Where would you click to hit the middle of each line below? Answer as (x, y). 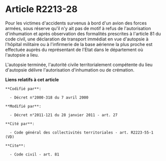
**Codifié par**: (23, 88)
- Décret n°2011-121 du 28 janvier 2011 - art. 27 (64, 115)
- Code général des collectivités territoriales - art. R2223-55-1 (82, 132)
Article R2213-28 (41, 9)
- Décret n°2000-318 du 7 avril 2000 (49, 97)
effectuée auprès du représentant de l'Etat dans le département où (74, 49)
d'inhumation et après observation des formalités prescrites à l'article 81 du (83, 33)
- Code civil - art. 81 (34, 154)
